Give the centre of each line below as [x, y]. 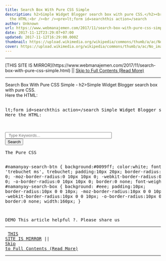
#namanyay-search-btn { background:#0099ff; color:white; [77, 167]
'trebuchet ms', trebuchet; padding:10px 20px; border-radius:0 [85, 172]
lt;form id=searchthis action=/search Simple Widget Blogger [81, 110]
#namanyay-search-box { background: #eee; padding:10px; [76, 186]
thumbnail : [16, 42]
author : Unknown [22, 23]
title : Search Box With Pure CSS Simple [47, 10]
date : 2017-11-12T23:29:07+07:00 [40, 33]
